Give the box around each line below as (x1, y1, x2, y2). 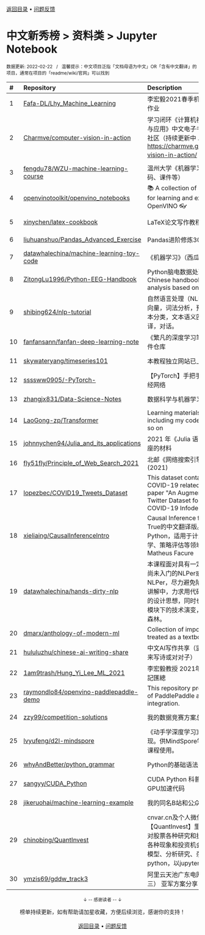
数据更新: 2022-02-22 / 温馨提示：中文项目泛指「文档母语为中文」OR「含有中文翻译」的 (6, 63, 197, 70)
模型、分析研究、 (147, 850, 196, 858)
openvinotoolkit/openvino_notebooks (23, 193, 130, 202)
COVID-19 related (147, 481, 200, 489)
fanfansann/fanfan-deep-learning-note (23, 338, 139, 346)
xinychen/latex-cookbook (23, 217, 98, 226)
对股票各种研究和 (147, 831, 196, 840)
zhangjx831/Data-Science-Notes (23, 394, 122, 403)
